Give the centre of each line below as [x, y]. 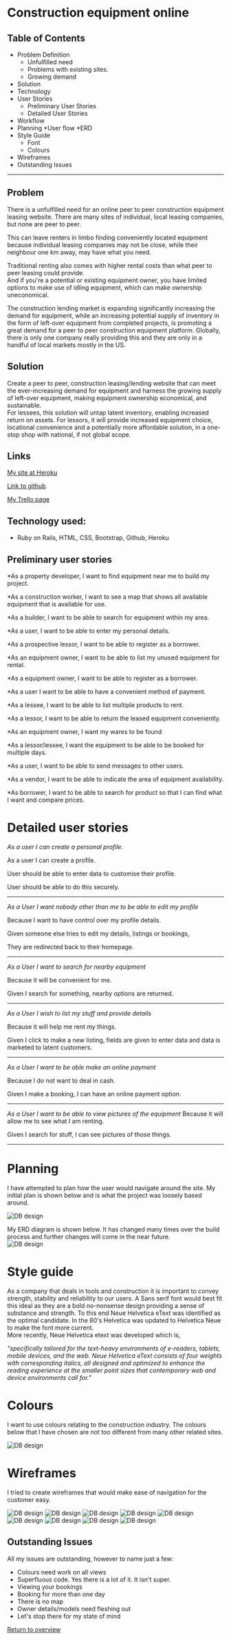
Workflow [31, 121]
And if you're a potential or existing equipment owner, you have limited [107, 280]
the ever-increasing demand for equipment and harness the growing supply [114, 391]
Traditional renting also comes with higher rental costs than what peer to [110, 265]
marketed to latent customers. [50, 1047]
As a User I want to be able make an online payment [81, 1067]
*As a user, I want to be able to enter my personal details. [89, 631]
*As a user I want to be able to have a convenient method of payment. [107, 692]
